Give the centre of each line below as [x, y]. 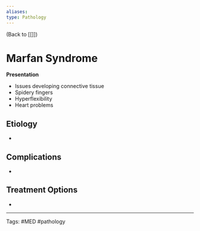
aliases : [17, 12]
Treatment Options [42, 190]
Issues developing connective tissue [59, 86]
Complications [34, 157]
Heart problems [34, 105]
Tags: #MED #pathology [36, 221]
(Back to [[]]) [22, 34]
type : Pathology [26, 17]
